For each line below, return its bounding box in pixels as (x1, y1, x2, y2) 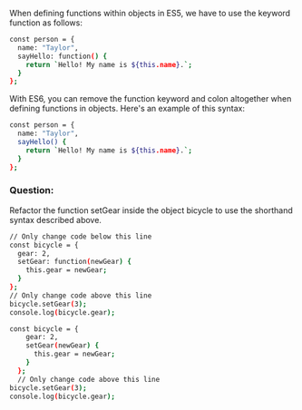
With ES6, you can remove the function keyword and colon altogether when (9, 93, 292, 104)
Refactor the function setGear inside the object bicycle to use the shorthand (9, 204, 293, 216)
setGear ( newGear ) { (25, 341, 100, 350)
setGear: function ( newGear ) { (17, 258, 132, 267)
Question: (9, 184, 54, 197)
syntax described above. (9, 214, 102, 225)
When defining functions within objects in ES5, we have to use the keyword (9, 8, 291, 18)
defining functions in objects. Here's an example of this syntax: (9, 103, 246, 114)
